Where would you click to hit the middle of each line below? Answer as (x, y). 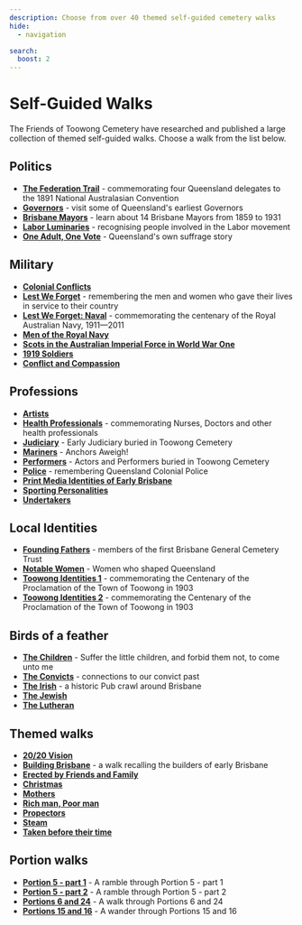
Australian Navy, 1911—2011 (73, 325)
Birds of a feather (59, 636)
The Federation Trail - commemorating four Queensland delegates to (151, 188)
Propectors (44, 812)
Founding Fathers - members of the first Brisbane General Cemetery (151, 550)
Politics (31, 166)
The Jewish (45, 696)
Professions (44, 392)
